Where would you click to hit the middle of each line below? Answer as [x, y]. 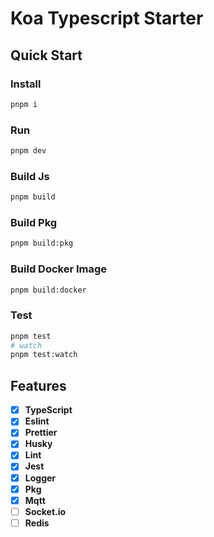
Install [26, 84]
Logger [40, 478]
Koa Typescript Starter [107, 18]
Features [38, 385]
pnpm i [24, 104]
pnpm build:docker [48, 290]
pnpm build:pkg [42, 243]
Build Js [30, 176]
